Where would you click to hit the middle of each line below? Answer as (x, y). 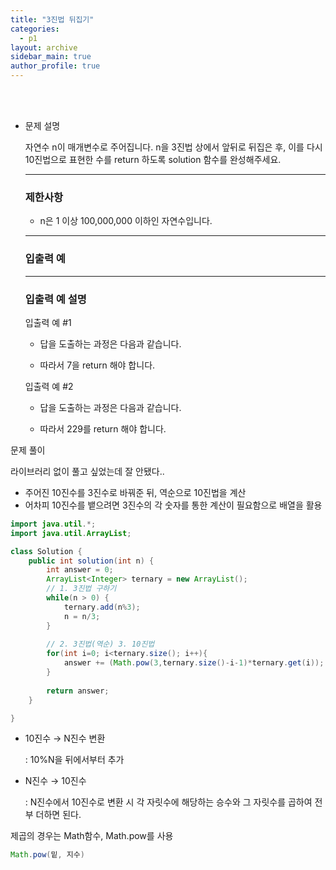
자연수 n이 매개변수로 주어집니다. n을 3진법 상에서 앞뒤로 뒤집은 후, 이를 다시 (173, 147)
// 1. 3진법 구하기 (81, 589)
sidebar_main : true (51, 57)
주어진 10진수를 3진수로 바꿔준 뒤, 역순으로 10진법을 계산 (135, 492)
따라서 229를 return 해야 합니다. (103, 428)
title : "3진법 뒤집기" (52, 19)
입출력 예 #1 (48, 322)
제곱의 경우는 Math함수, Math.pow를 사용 (92, 836)
